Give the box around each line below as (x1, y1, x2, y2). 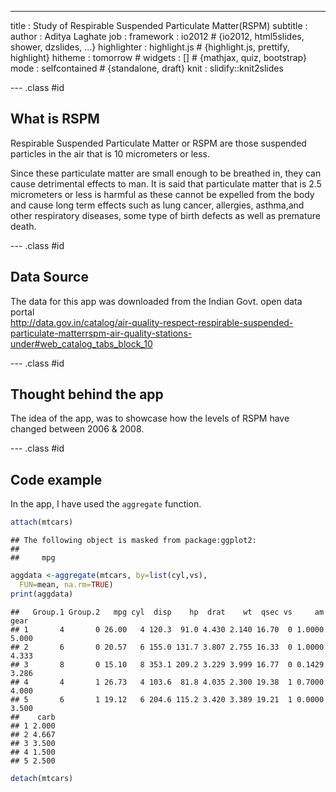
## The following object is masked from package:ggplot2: (10, 536, 257, 546)
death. (10, 220, 37, 232)
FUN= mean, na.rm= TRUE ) (19, 580, 114, 590)
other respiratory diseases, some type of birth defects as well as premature (10, 209, 322, 221)
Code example (10, 471, 103, 488)
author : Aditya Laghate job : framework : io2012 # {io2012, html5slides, (10, 31, 305, 42)
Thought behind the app (10, 386, 164, 403)
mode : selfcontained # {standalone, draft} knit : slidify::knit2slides (10, 62, 284, 74)
